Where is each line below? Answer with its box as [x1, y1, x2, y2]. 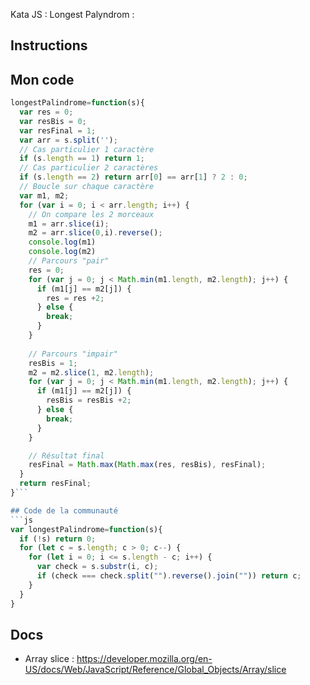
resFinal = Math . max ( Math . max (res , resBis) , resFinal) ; [28, 460, 267, 470]
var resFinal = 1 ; [19, 125, 97, 136]
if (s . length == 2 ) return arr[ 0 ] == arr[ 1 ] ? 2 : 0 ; [19, 172, 248, 183]
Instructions [10, 37, 88, 54]
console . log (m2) [28, 247, 97, 257]
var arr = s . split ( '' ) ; [19, 135, 118, 145]
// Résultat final [28, 450, 105, 461]
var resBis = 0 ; [19, 116, 87, 126]
